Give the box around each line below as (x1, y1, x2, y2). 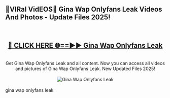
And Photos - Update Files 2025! (5, 13, 111, 22)
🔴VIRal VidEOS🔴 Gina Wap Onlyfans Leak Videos (5, 5, 162, 14)
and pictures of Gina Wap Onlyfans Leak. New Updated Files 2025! (15, 66, 156, 72)
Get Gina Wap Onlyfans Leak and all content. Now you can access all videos (5, 60, 165, 66)
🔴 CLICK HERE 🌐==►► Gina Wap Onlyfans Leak (8, 41, 163, 50)
